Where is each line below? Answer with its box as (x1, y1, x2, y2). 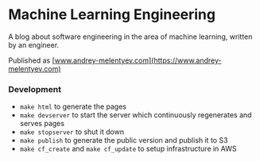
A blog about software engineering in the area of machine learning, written (8, 32, 253, 41)
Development (8, 83, 62, 94)
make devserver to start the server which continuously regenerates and (19, 110, 252, 120)
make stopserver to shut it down (19, 127, 125, 136)
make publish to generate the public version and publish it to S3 (19, 136, 228, 145)
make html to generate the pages (19, 102, 127, 112)
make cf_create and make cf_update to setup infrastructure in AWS (19, 144, 237, 154)
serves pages (19, 119, 65, 128)
